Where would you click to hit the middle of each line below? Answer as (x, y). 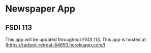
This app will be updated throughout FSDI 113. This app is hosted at (76, 39)
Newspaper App (40, 9)
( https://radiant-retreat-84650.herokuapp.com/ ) (55, 45)
